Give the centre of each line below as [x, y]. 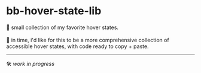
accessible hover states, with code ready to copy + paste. [77, 46]
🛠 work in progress [31, 64]
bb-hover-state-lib [54, 11]
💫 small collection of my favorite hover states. [62, 27]
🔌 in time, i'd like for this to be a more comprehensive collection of [88, 40]
